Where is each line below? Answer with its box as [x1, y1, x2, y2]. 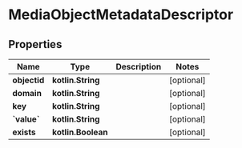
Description [115, 62, 162, 72]
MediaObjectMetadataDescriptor [8, 6, 234, 24]
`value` [12, 114, 40, 125]
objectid [12, 74, 45, 86]
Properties [8, 38, 63, 51]
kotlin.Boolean [51, 126, 108, 138]
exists [12, 126, 36, 138]
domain [12, 88, 42, 98]
